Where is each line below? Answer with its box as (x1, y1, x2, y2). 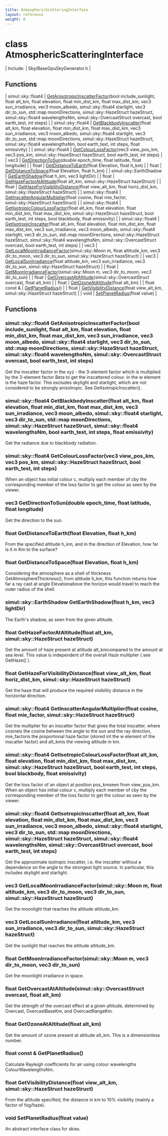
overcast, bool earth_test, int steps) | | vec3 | (5, 243, 97, 249)
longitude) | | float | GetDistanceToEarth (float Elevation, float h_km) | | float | (5, 162, 162, 168)
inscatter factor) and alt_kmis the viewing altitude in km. (5, 739, 120, 745)
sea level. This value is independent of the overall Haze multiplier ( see (5, 652, 151, 658)
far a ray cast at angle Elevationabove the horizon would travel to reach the (5, 581, 160, 587)
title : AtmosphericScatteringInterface (5, 7, 88, 13)
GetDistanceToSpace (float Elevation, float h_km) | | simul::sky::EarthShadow (5, 168, 162, 174)
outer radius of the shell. (5, 586, 56, 592)
